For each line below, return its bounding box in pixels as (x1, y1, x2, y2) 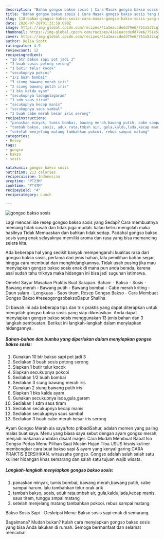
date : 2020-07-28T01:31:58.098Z (5, 20, 71, 26)
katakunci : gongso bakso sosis (5, 165, 69, 170)
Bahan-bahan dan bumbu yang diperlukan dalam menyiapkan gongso (5, 336, 152, 342)
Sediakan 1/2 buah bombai (12, 374, 66, 380)
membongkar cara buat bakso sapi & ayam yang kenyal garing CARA (5, 446, 144, 451)
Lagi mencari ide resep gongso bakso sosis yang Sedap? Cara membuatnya (5, 219, 158, 225)
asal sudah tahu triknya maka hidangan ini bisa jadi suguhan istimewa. (5, 270, 146, 276)
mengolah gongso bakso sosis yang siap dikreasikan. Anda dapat (5, 309, 137, 315)
